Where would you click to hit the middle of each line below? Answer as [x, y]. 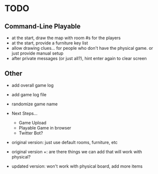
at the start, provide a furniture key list [50, 43]
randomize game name [34, 104]
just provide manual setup [37, 53]
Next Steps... [24, 113]
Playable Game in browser [45, 128]
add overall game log [32, 85]
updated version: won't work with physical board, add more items [77, 166]
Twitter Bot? [31, 133]
